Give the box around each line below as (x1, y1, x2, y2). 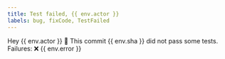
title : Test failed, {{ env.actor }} (7, 10, 120, 18)
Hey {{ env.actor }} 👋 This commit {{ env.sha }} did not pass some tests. (7, 36, 219, 45)
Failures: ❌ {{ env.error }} (7, 44, 82, 53)
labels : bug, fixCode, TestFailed (7, 17, 110, 24)
